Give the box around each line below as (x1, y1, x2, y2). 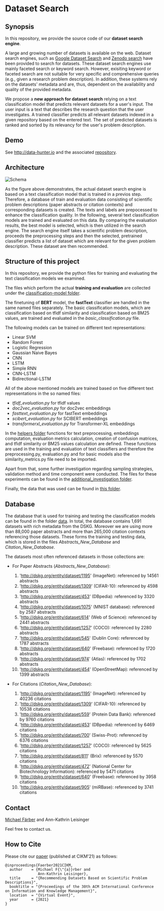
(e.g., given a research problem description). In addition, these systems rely (5, 76, 157, 82)
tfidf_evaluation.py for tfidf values (12, 400, 81, 406)
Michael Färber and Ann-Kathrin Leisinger (5, 816, 89, 823)
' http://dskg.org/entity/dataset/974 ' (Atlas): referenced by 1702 (19, 656, 146, 662)
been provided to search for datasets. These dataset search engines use (5, 61, 151, 66)
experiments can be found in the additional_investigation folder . (5, 476, 133, 482)
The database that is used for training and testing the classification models (5, 513, 155, 519)
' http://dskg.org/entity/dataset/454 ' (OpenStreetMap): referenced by (19, 667, 158, 672)
